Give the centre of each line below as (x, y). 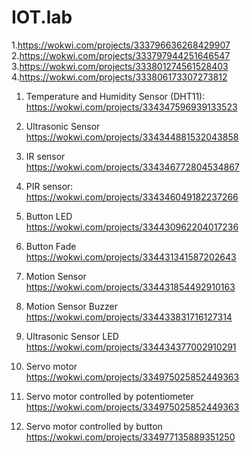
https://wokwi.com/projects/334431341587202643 (131, 257)
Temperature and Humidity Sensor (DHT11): (115, 96)
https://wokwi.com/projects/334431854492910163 (130, 287)
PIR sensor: (49, 186)
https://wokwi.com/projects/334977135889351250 (130, 437)
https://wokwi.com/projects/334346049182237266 (132, 197)
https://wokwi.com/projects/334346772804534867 (132, 167)
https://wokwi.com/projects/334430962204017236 (132, 227)
